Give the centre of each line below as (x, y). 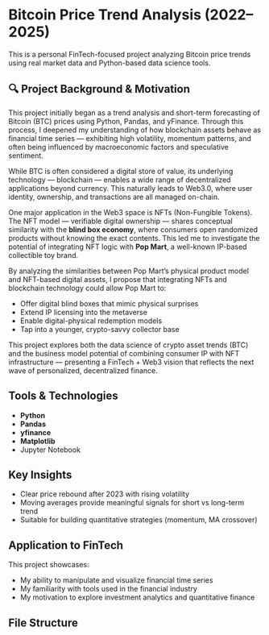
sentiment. (26, 156)
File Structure (43, 623)
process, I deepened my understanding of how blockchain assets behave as (135, 130)
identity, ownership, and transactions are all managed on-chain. (114, 197)
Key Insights (40, 474)
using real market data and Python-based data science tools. (110, 63)
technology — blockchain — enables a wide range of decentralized (120, 180)
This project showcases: (49, 565)
